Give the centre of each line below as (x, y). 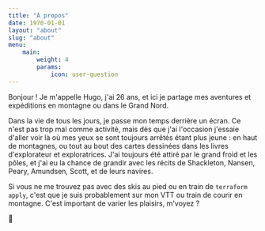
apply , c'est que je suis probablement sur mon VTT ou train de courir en (125, 195)
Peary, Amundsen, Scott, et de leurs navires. (81, 171)
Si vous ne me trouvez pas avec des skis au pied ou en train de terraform (128, 186)
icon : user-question (84, 74)
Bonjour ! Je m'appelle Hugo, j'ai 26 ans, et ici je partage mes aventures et (130, 97)
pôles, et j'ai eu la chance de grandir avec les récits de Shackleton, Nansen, (132, 162)
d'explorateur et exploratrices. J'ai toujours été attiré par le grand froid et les (133, 154)
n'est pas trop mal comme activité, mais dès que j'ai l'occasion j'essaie (124, 129)
